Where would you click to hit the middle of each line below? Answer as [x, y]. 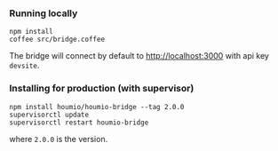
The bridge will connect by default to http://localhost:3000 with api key [139, 56]
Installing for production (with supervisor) [102, 89]
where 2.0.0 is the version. [59, 139]
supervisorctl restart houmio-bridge [79, 123]
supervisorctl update [49, 115]
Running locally [44, 13]
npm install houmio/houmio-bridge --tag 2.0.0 [97, 107]
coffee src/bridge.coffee [57, 40]
